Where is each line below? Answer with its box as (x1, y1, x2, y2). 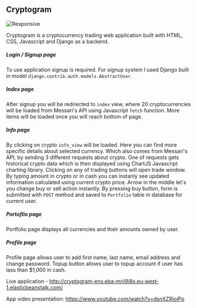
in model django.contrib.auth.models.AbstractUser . (6, 72, 133, 79)
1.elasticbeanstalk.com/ (6, 284, 63, 291)
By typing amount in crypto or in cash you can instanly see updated (6, 172, 169, 180)
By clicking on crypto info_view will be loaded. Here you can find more (6, 141, 177, 148)
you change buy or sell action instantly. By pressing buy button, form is (6, 185, 178, 192)
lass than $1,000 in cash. (6, 266, 66, 273)
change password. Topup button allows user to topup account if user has (6, 260, 183, 267)
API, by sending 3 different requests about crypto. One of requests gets (6, 154, 179, 161)
